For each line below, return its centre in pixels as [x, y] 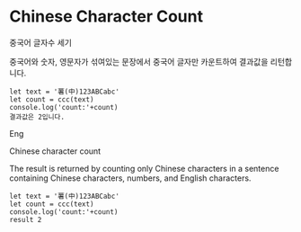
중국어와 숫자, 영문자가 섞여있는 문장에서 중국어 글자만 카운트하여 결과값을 [139, 61]
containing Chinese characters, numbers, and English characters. [130, 178]
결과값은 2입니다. [37, 117]
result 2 [26, 219]
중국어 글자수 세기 [40, 42]
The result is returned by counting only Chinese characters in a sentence [144, 168]
